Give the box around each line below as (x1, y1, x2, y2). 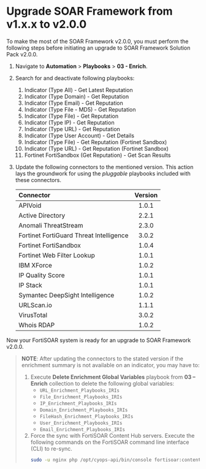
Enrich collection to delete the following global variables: (30, 379, 175, 387)
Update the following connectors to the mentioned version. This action (15, 163, 194, 170)
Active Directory (18, 211, 66, 219)
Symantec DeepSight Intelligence (18, 291, 115, 299)
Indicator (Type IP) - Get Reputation (24, 118, 115, 126)
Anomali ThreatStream (18, 221, 83, 229)
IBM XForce (18, 261, 52, 269)
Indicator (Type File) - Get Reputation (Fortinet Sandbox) (24, 138, 167, 145)
